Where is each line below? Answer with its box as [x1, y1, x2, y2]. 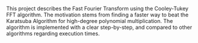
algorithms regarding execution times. [6, 30, 100, 37]
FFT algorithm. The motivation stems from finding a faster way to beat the [6, 11, 189, 18]
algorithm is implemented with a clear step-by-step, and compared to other [6, 24, 193, 31]
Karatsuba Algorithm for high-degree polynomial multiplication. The [6, 18, 173, 24]
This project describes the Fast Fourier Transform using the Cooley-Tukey [6, 5, 189, 12]
